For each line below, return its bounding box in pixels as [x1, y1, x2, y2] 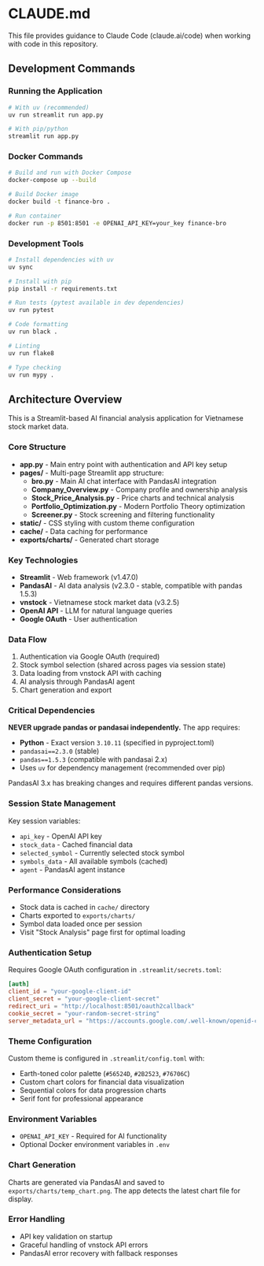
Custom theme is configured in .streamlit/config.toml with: [8, 1053, 205, 1063]
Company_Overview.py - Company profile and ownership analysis [31, 484, 248, 494]
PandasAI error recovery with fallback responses [19, 1248, 178, 1257]
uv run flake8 [8, 349, 55, 357]
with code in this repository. [8, 39, 98, 48]
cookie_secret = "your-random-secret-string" [8, 1009, 159, 1017]
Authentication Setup [8, 947, 92, 958]
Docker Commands [8, 151, 84, 162]
